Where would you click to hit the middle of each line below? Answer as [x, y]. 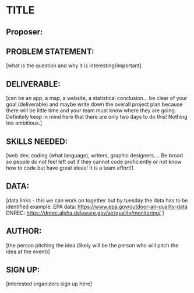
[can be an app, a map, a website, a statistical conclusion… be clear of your [97, 98]
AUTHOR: [24, 231]
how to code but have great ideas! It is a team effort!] [70, 168]
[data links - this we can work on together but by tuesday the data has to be [97, 200]
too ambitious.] [24, 123]
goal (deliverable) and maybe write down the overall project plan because [94, 104]
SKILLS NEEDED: [37, 141]
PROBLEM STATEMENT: [50, 51]
